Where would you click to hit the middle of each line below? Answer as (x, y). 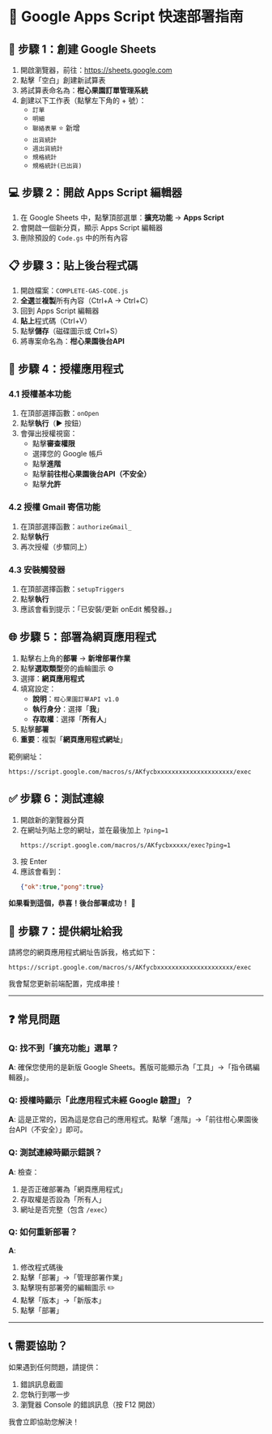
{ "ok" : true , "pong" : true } (62, 887)
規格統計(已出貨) (57, 166)
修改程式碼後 (41, 1267)
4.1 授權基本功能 (40, 394)
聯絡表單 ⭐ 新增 (56, 128)
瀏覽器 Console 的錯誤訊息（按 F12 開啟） (90, 1404)
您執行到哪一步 (45, 1394)
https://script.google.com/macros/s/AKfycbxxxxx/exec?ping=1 (125, 845)
